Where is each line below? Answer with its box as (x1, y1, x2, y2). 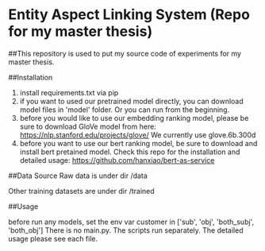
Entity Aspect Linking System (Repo (8, 6, 250, 24)
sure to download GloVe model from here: (19, 122, 156, 131)
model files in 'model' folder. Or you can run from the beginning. (19, 105, 230, 114)
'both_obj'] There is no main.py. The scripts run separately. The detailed (8, 225, 244, 235)
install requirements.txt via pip (19, 87, 119, 97)
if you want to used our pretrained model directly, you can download (19, 96, 244, 106)
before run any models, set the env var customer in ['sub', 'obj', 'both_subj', (8, 217, 255, 226)
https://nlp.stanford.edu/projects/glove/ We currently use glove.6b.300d (19, 129, 256, 140)
